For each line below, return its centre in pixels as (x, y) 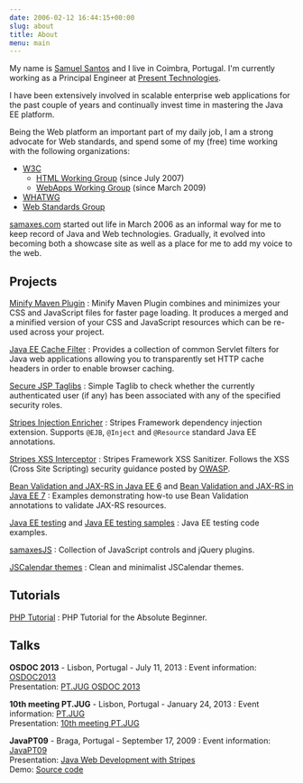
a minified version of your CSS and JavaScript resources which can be (141, 323)
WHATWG (41, 197)
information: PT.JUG (47, 714)
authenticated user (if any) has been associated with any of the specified (145, 396)
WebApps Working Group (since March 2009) (121, 188)
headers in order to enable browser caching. (92, 369)
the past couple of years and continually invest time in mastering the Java (147, 105)
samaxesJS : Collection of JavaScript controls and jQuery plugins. (132, 550)
